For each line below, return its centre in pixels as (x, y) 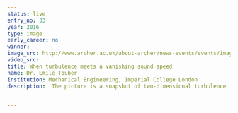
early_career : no (33, 40)
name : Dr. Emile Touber (42, 73)
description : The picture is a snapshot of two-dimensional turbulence (117, 86)
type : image (25, 34)
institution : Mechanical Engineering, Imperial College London (103, 79)
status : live (27, 14)
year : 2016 (23, 27)
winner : (19, 47)
